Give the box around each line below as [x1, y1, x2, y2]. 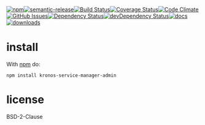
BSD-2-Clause [6, 113, 43, 120]
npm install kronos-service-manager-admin [6, 72, 117, 78]
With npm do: [6, 60, 41, 67]
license [6, 93, 45, 107]
